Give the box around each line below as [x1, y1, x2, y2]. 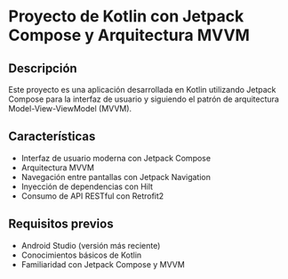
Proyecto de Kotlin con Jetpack [8, 6, 244, 27]
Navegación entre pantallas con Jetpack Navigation [20, 171, 211, 182]
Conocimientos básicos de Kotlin [20, 250, 142, 260]
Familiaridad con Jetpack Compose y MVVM [20, 258, 186, 269]
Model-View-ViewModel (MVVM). [8, 103, 132, 113]
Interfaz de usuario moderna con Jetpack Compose [20, 152, 211, 163]
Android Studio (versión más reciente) [20, 240, 161, 250]
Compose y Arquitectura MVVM [8, 25, 251, 45]
